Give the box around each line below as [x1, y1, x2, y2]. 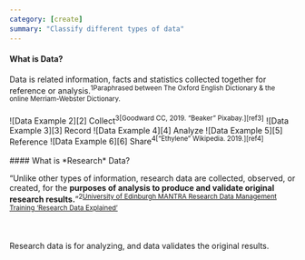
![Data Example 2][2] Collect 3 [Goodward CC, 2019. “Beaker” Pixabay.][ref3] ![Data [9, 114, 289, 126]
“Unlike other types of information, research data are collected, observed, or [9, 173, 296, 184]
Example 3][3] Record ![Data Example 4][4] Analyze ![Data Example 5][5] [9, 125, 283, 135]
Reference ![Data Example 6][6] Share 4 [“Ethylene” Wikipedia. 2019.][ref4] [9, 135, 264, 147]
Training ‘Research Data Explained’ [9, 203, 118, 213]
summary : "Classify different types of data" [9, 24, 184, 34]
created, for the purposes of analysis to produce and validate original [9, 183, 275, 194]
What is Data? [9, 54, 64, 65]
